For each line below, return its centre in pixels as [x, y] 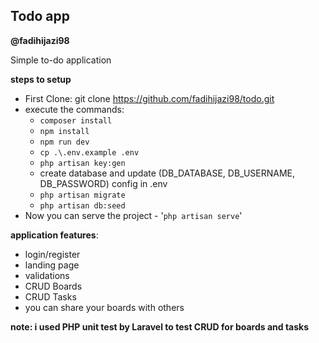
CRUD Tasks [50, 296]
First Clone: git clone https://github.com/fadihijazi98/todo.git [149, 98]
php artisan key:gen [82, 163]
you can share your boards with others [104, 307]
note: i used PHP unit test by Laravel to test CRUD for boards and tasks [160, 326]
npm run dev [64, 142]
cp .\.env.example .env [89, 152]
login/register [52, 254]
